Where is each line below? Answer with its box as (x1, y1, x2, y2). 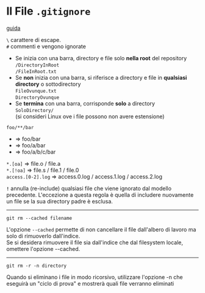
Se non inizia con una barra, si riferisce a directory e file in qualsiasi (15, 74, 187, 81)
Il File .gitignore (6, 4, 91, 18)
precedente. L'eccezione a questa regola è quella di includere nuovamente (6, 191, 194, 199)
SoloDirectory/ (15, 107, 54, 113)
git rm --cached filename (6, 215, 72, 221)
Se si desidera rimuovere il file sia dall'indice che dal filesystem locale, (6, 239, 184, 246)
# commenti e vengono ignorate (6, 43, 87, 50)
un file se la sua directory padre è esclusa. (6, 197, 113, 205)
